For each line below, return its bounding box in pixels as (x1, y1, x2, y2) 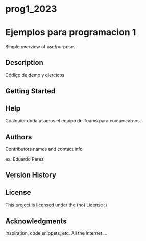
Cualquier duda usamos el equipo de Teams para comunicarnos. (5, 118, 141, 124)
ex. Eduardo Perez (5, 156, 44, 162)
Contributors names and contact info (5, 146, 83, 152)
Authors (5, 133, 32, 141)
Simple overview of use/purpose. (5, 43, 75, 50)
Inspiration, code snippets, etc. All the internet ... (5, 230, 108, 236)
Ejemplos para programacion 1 (5, 27, 136, 38)
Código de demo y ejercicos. (5, 72, 66, 78)
